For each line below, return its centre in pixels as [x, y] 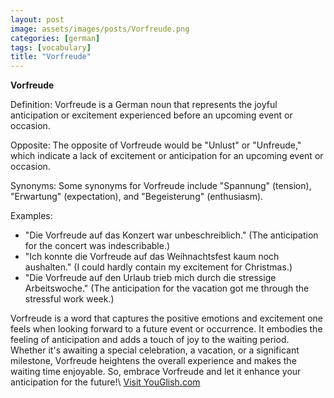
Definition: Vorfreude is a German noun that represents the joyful [144, 105]
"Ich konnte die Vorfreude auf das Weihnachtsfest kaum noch [152, 257]
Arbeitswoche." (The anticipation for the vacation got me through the [167, 288]
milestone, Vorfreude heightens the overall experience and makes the [153, 361]
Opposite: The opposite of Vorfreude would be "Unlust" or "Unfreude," [156, 145]
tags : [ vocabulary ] [51, 47]
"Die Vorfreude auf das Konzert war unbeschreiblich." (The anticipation [171, 235]
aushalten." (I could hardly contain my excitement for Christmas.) [158, 267]
